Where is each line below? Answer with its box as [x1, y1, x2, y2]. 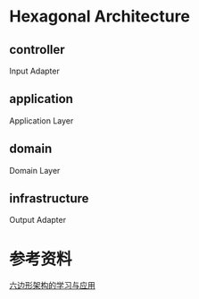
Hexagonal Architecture [9, 6, 190, 27]
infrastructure [9, 191, 89, 207]
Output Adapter [9, 215, 67, 226]
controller [9, 42, 65, 57]
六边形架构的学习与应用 [9, 280, 95, 291]
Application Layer [9, 115, 74, 126]
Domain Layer [9, 165, 61, 175]
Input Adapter [9, 65, 60, 76]
